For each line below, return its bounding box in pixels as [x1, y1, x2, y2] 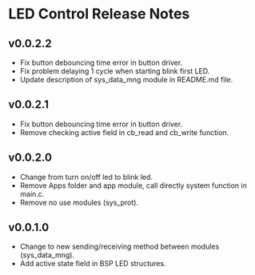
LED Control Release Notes [8, 5, 190, 23]
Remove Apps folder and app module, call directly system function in [19, 181, 248, 190]
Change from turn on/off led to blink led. [19, 172, 153, 181]
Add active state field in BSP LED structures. [19, 259, 166, 269]
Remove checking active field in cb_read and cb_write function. [19, 127, 229, 137]
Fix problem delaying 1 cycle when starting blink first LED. [19, 66, 210, 76]
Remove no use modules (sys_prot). [19, 197, 138, 207]
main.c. [19, 189, 45, 198]
